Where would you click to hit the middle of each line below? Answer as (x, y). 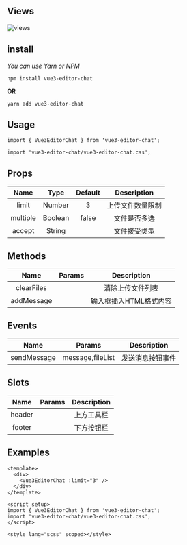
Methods (27, 256)
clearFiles (32, 288)
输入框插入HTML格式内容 (131, 301)
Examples (28, 453)
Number (56, 205)
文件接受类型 (134, 231)
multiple (23, 218)
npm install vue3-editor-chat (50, 78)
